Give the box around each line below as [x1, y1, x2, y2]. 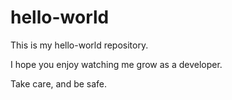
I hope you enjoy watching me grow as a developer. [10, 58, 223, 70]
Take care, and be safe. [10, 77, 108, 90]
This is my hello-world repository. [10, 39, 149, 51]
